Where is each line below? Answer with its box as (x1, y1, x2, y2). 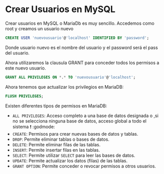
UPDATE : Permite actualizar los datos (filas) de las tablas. (12, 157, 128, 163)
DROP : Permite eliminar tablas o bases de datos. (12, 136, 109, 142)
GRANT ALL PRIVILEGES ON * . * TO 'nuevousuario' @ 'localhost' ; (5, 75, 136, 80)
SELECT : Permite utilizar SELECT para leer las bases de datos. (12, 152, 135, 158)
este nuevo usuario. (5, 65, 46, 71)
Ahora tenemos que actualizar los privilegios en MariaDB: (5, 84, 124, 90)
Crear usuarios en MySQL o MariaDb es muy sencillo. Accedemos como (5, 20, 154, 26)
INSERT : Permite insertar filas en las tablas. (12, 147, 100, 153)
